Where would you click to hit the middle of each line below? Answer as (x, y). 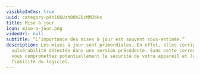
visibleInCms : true (30, 12)
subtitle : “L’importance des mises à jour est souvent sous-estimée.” (96, 39)
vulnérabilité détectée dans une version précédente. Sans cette (94, 51)
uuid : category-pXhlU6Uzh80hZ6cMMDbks (54, 17)
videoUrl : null (25, 34)
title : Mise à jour (30, 23)
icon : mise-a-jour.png (34, 28)
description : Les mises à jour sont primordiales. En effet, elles (92, 45)
